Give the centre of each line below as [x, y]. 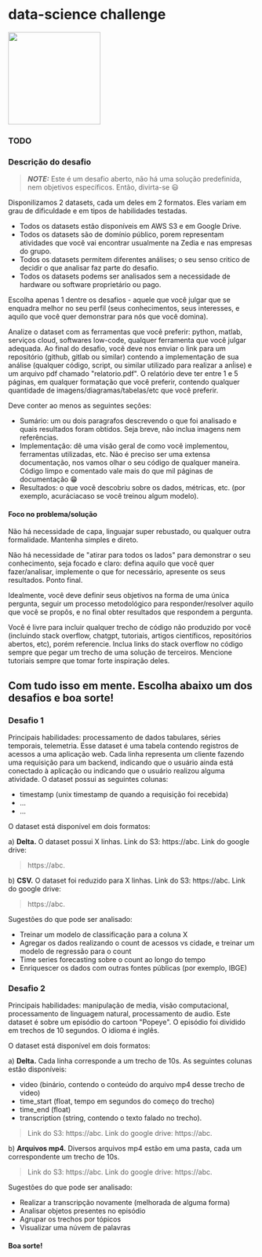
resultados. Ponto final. [45, 581]
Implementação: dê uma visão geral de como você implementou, [124, 446]
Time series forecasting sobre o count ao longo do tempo [113, 960]
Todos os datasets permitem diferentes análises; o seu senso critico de [135, 260]
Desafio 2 [27, 988]
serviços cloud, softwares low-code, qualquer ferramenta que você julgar [127, 341]
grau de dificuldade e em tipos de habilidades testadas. [98, 211]
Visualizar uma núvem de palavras [75, 1228]
